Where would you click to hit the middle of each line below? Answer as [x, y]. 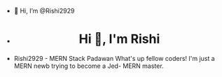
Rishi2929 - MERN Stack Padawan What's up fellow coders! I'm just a [114, 58]
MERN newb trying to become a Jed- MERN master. [89, 66]
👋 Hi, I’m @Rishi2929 [44, 11]
